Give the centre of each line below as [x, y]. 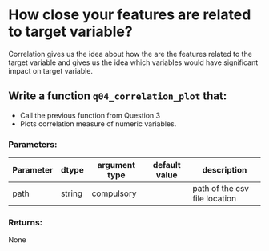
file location [214, 199]
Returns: [26, 222]
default [167, 165]
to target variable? [71, 32]
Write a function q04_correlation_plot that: [118, 96]
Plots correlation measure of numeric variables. [98, 124]
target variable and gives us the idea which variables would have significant [133, 62]
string [71, 193]
